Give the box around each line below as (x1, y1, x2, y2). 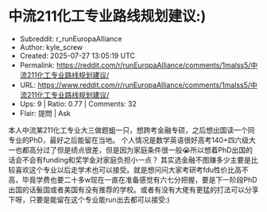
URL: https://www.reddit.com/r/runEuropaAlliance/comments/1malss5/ (19, 80, 251, 90)
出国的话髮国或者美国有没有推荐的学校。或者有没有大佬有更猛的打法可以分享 (8, 184, 259, 195)
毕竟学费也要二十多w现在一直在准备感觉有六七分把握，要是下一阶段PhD (21, 175, 257, 184)
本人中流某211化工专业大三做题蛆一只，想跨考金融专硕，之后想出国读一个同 (8, 125, 255, 135)
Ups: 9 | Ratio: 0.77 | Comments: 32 (19, 98, 137, 108)
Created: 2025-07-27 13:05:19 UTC (19, 51, 135, 60)
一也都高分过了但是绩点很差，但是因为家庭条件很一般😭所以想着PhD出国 (8, 145, 246, 155)
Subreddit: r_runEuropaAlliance (19, 33, 122, 44)
